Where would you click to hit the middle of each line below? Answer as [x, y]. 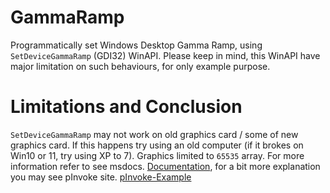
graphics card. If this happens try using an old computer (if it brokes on [157, 145]
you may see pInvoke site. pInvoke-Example [101, 177]
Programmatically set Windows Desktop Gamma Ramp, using [136, 45]
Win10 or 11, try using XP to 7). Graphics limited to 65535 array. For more [157, 155]
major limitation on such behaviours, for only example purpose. [140, 66]
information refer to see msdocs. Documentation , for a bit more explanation [165, 166]
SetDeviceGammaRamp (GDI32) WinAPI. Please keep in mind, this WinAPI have [165, 55]
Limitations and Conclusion [126, 107]
